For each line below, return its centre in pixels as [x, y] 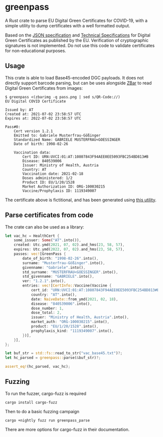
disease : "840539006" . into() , [61, 304]
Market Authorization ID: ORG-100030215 [64, 187]
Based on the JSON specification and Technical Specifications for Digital [78, 35]
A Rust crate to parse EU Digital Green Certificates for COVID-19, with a [76, 20]
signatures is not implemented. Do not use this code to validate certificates [80, 45]
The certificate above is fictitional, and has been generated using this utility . [81, 200]
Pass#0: [13, 127]
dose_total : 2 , [46, 313]
